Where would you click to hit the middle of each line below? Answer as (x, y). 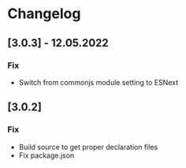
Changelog (44, 14)
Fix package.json (46, 155)
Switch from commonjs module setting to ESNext (99, 82)
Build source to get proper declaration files (88, 147)
